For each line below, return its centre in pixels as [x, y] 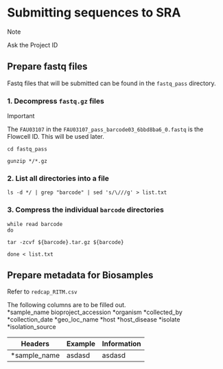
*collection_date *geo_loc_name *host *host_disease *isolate [94, 320]
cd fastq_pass [27, 149]
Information [122, 344]
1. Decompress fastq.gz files [56, 101]
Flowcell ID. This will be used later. [56, 137]
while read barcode [35, 224]
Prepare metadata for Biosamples [80, 275]
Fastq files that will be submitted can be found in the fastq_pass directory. [111, 83]
